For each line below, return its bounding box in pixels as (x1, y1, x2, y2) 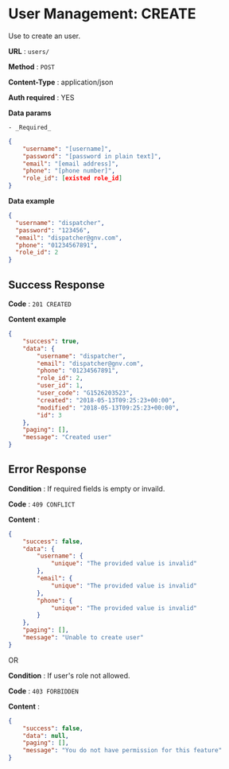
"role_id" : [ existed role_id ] (22, 174, 123, 183)
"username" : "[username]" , (22, 145, 112, 153)
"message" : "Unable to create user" (22, 634, 145, 642)
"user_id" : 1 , (37, 382, 83, 390)
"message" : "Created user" (22, 433, 112, 441)
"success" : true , (22, 337, 80, 345)
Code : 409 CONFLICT (8, 499, 76, 509)
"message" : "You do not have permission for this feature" (22, 747, 223, 755)
